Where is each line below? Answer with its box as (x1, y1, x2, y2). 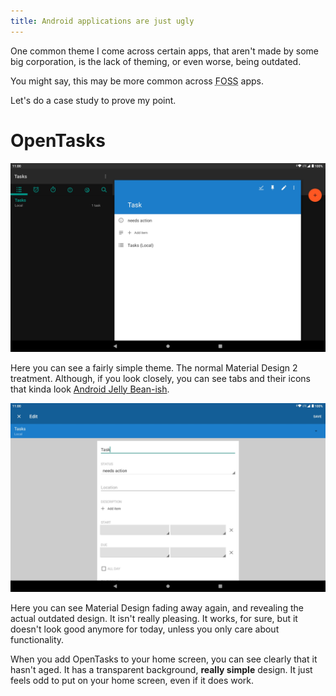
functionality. (10, 633, 65, 645)
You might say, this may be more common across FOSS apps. (10, 75, 264, 87)
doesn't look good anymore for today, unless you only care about (10, 623, 280, 635)
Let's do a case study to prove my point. (10, 94, 177, 106)
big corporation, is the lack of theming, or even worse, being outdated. (10, 55, 302, 67)
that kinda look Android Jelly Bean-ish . (10, 383, 170, 395)
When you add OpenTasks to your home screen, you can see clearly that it (10, 653, 318, 665)
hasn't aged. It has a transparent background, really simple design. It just (10, 663, 313, 675)
